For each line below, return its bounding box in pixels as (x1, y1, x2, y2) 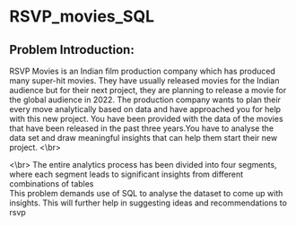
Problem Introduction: (9, 42, 135, 57)
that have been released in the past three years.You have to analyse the (9, 123, 274, 134)
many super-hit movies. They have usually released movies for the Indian (9, 75, 280, 86)
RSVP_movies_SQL (9, 6, 155, 27)
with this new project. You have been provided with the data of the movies (9, 114, 284, 124)
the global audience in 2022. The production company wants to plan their (9, 94, 281, 105)
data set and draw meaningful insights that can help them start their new (9, 133, 278, 143)
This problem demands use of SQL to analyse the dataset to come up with (9, 188, 283, 198)
